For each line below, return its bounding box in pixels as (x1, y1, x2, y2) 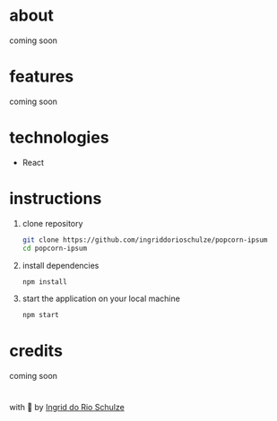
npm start (22, 311, 60, 320)
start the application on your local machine (22, 293, 181, 305)
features (9, 66, 74, 87)
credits (9, 341, 63, 361)
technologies (9, 127, 109, 148)
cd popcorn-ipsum (22, 244, 88, 253)
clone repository (22, 218, 83, 228)
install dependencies (22, 260, 100, 271)
